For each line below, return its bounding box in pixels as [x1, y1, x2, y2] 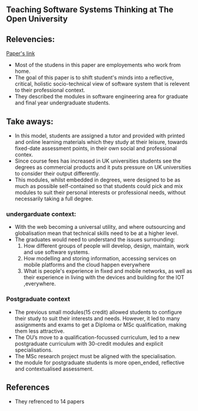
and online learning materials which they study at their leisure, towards [14, 139, 188, 146]
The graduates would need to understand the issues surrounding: [14, 236, 175, 243]
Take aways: [6, 116, 54, 126]
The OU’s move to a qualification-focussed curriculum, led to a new [14, 333, 180, 340]
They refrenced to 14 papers [14, 398, 85, 405]
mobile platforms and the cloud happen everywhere [23, 261, 150, 269]
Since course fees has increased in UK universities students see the [14, 157, 181, 165]
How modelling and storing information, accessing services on [23, 255, 177, 262]
